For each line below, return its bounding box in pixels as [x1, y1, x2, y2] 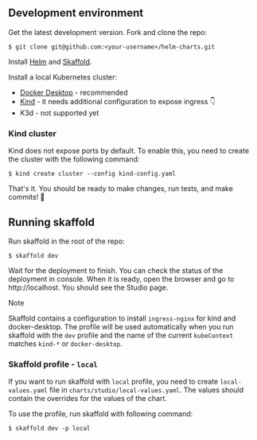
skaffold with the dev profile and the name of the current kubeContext [8, 330, 233, 340]
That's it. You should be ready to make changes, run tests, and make [8, 184, 233, 193]
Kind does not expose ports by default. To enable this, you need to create [8, 146, 249, 156]
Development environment [8, 6, 144, 20]
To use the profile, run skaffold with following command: [8, 409, 193, 419]
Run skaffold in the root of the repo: [8, 236, 125, 246]
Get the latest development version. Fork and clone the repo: [8, 27, 208, 37]
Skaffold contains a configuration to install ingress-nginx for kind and [8, 313, 236, 323]
